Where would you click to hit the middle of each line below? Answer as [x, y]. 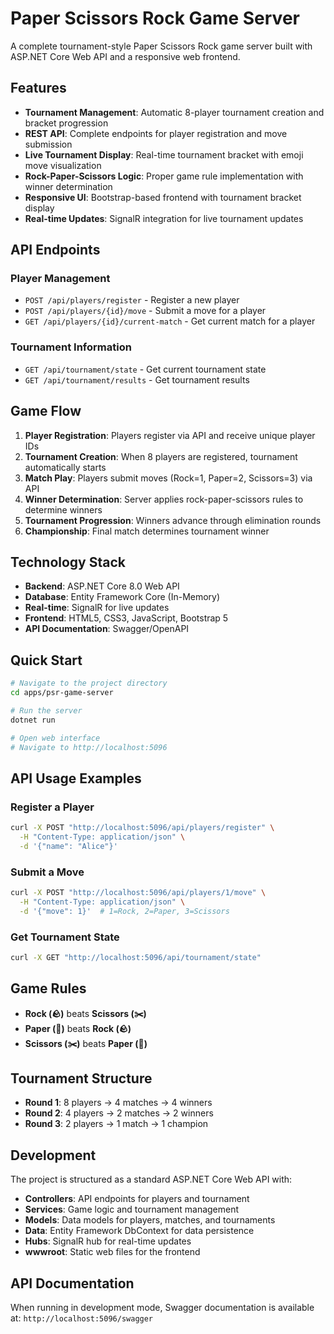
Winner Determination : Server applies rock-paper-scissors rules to [164, 499]
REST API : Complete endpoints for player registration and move [156, 133]
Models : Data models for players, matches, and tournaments [150, 1220]
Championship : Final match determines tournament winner [147, 531]
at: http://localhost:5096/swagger [82, 1318]
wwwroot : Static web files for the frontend [112, 1252]
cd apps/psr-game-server [62, 693]
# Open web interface [55, 738]
